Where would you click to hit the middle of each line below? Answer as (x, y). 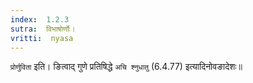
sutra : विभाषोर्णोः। (43, 29)
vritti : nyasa (42, 38)
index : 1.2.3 (40, 19)
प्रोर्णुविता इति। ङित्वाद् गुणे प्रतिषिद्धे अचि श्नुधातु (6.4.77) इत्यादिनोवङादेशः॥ (126, 67)
